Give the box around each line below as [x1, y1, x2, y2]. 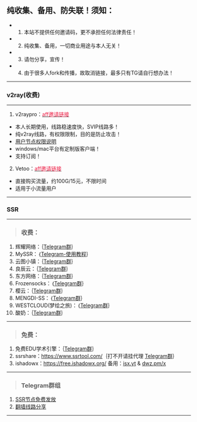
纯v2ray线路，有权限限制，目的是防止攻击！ [15, 131, 122, 138]
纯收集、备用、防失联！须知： [6, 5, 115, 16]
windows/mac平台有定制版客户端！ [15, 146, 101, 153]
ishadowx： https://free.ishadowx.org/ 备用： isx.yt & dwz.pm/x [15, 360, 166, 367]
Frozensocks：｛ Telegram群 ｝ [15, 279, 87, 286]
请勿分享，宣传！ [23, 55, 65, 63]
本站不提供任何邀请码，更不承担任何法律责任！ [23, 28, 137, 35]
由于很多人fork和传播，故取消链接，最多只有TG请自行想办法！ [23, 69, 174, 76]
